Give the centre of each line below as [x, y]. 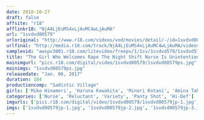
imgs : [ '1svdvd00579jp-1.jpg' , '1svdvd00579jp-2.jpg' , [77, 108]
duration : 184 [24, 79]
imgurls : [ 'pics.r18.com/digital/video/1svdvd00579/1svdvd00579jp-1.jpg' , [103, 102]
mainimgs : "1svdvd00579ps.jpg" [46, 68]
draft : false [23, 18]
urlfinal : [19, 46]
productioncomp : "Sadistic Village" [53, 85]
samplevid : [20, 52]
